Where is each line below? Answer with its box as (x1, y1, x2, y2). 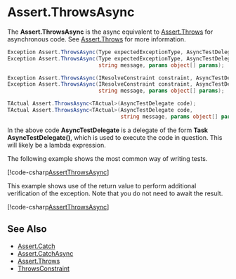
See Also (7, 223, 47, 235)
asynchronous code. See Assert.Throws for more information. (7, 34, 186, 43)
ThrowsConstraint (17, 264, 70, 273)
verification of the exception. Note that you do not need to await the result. (7, 189, 223, 197)
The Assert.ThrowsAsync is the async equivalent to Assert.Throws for (7, 27, 214, 36)
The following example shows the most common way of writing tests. (7, 154, 208, 162)
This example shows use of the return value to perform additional (7, 181, 197, 190)
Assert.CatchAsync (17, 249, 74, 257)
